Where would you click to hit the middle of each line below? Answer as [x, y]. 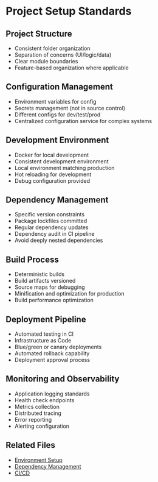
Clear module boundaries [46, 61]
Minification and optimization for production [69, 294]
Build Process [32, 259]
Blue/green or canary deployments [58, 347]
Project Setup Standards [69, 11]
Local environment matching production [64, 168]
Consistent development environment [61, 161]
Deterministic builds [39, 274]
